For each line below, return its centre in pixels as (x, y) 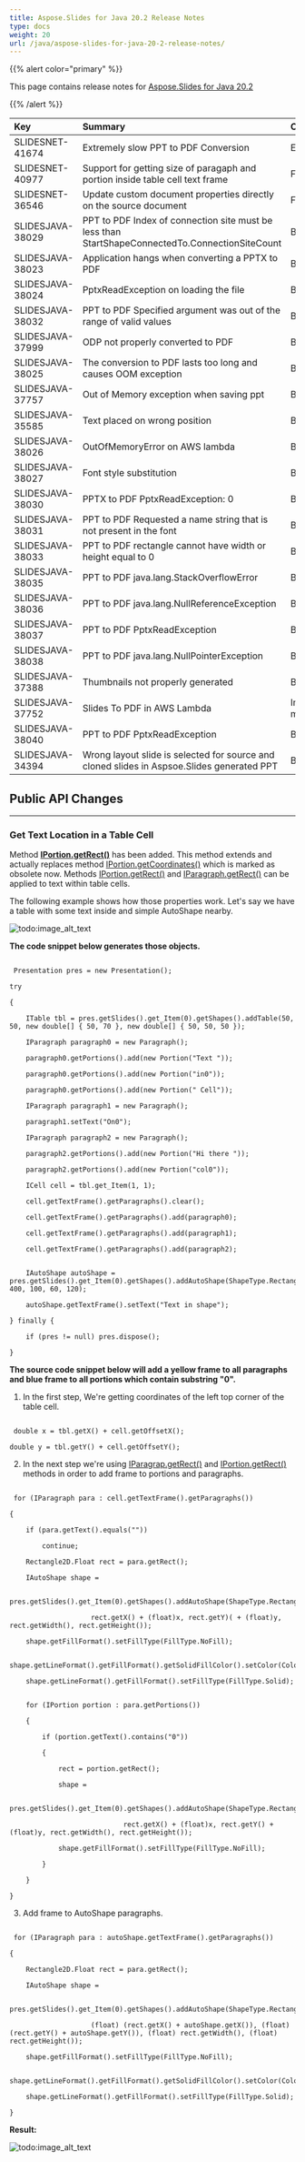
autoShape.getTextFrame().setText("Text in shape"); (128, 1305)
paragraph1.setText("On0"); (79, 1122)
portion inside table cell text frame (155, 180)
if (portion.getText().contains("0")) (115, 1737)
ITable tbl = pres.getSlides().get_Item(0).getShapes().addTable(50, (160, 1019)
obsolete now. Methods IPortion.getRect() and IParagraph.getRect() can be (149, 874)
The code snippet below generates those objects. (105, 946)
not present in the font (129, 531)
